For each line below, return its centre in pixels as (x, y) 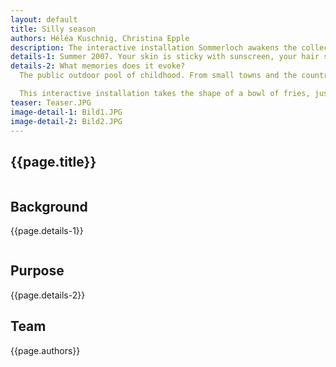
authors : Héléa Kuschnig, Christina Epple (100, 38)
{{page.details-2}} (48, 295)
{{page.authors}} (45, 350)
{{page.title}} (53, 161)
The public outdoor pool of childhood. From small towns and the (158, 76)
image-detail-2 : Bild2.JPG (66, 121)
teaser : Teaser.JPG (51, 102)
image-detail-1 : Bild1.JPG (66, 112)
